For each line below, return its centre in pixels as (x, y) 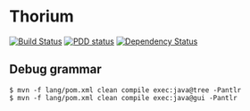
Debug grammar (56, 69)
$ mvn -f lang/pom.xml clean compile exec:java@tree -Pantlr (125, 90)
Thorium (42, 17)
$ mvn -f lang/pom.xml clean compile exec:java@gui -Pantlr (124, 98)
